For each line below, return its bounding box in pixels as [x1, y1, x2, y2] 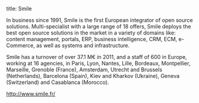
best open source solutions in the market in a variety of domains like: [6, 29, 176, 36]
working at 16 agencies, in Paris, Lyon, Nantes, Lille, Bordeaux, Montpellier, [6, 60, 191, 67]
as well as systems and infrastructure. [36, 42, 130, 49]
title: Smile [6, 5, 32, 12]
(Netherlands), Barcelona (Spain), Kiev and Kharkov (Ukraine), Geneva [6, 73, 180, 79]
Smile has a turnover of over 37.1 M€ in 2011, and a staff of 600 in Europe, [6, 54, 187, 60]
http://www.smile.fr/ [6, 90, 56, 97]
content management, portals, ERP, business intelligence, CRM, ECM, [6, 36, 177, 42]
